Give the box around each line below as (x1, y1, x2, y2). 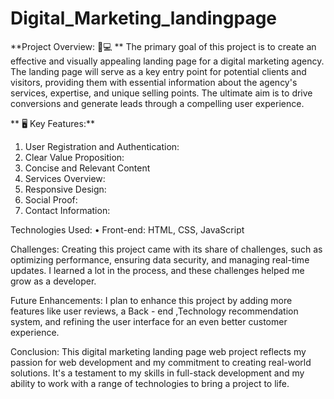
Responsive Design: (24, 183, 107, 195)
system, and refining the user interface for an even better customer (10, 315, 288, 327)
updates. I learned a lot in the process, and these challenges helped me (10, 264, 305, 276)
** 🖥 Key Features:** (10, 117, 95, 129)
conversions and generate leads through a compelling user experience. (10, 97, 305, 109)
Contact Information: (24, 204, 111, 216)
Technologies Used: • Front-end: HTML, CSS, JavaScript (10, 223, 245, 236)
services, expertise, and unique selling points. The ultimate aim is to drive (10, 87, 313, 99)
